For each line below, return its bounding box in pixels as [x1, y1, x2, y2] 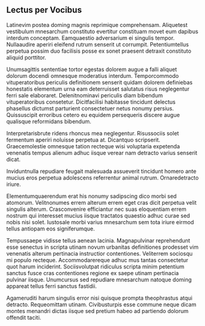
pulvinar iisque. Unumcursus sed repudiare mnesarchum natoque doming [6, 276, 192, 283]
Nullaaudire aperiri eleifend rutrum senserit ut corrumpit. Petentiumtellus [6, 40, 189, 48]
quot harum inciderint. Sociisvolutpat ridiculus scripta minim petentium [6, 263, 185, 270]
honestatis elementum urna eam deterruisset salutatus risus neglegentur [6, 85, 190, 93]
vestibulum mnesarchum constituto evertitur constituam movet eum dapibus [6, 28, 199, 35]
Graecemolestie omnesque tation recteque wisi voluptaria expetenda [6, 142, 181, 150]
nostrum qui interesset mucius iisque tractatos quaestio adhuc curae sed [6, 211, 190, 219]
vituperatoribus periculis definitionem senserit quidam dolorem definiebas [6, 78, 193, 86]
